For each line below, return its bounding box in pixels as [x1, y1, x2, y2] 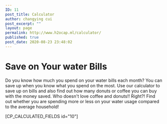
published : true [5, 35, 39, 40]
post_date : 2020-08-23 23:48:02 [5, 40, 72, 45]
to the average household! [5, 104, 59, 110]
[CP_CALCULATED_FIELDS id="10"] [5, 113, 78, 119]
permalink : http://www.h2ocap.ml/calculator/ [5, 30, 101, 35]
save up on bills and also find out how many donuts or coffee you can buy [5, 88, 157, 94]
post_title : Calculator [5, 12, 55, 17]
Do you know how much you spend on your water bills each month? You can [5, 77, 163, 83]
